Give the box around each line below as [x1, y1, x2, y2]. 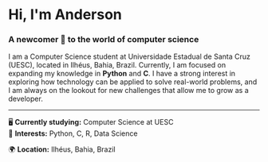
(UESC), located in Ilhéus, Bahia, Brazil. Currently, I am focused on [8, 60, 226, 70]
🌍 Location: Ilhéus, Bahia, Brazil [8, 145, 116, 154]
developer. [8, 94, 44, 104]
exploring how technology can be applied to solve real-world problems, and [8, 77, 258, 87]
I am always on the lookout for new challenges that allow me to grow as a [8, 86, 249, 95]
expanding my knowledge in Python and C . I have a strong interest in [8, 69, 236, 79]
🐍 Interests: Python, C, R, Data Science [8, 129, 138, 138]
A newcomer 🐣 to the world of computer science [8, 34, 199, 45]
